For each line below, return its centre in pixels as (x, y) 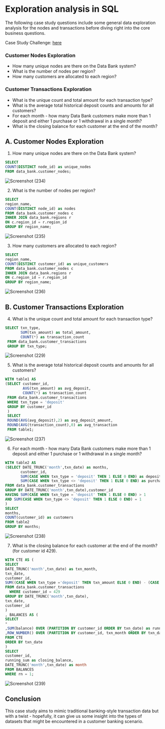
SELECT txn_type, (23, 328)
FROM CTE (14, 638)
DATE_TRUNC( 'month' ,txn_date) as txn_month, (51, 569)
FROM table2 (17, 522)
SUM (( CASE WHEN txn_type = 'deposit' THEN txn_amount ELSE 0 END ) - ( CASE (82, 583)
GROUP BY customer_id (29, 407)
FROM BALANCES (20, 670)
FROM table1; (21, 430)
